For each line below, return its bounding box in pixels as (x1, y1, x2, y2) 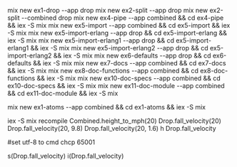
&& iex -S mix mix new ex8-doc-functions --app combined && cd (7, 67, 198, 75)
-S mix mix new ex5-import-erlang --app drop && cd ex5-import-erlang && (7, 28, 227, 37)
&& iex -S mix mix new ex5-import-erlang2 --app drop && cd (30, 44, 208, 52)
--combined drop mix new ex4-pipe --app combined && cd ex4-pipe (21, 14, 224, 22)
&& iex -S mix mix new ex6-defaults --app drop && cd (53, 51, 211, 60)
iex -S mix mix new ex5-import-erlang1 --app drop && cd (7, 36, 175, 45)
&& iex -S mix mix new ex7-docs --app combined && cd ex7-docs (33, 59, 226, 67)
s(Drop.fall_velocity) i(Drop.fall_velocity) (7, 152, 124, 160)
